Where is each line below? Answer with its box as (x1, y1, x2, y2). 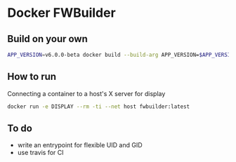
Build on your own (7, 33, 88, 45)
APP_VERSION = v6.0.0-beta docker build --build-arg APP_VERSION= (7, 51, 199, 58)
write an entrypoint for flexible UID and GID (17, 141, 143, 149)
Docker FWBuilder (7, 5, 116, 21)
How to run (7, 71, 57, 83)
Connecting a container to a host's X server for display (7, 89, 166, 97)
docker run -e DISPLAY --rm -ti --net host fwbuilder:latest (7, 103, 190, 110)
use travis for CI (17, 149, 65, 157)
